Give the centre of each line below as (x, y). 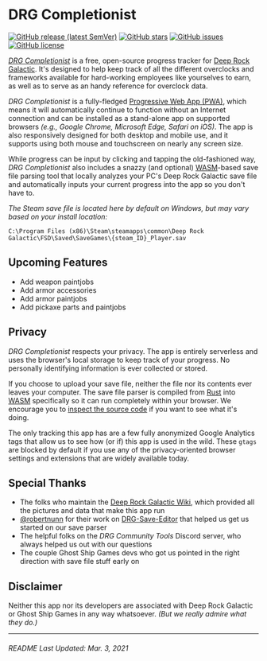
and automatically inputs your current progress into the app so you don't (127, 184)
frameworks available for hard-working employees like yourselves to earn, (130, 77)
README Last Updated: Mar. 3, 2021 (68, 648)
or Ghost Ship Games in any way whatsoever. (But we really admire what (128, 614)
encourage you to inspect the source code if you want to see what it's (123, 409)
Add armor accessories (58, 290)
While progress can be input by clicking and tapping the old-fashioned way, (132, 159)
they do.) (23, 623)
